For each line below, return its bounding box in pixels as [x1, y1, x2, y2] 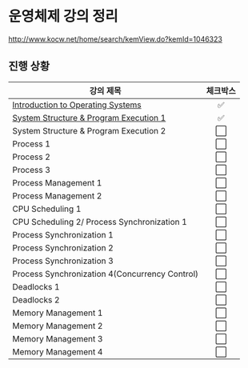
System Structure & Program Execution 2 [12, 125, 166, 136]
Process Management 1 [12, 177, 102, 188]
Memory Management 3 [12, 333, 103, 344]
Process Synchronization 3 [12, 255, 114, 266]
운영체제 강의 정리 [8, 7, 118, 26]
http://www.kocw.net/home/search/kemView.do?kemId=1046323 [8, 34, 222, 44]
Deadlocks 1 [12, 281, 60, 292]
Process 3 [12, 164, 50, 175]
